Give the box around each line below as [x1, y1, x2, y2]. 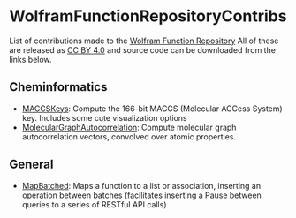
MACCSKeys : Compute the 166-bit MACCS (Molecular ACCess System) [21, 103, 283, 114]
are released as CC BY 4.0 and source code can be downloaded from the [9, 44, 277, 55]
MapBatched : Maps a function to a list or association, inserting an [21, 180, 262, 191]
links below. [9, 54, 52, 64]
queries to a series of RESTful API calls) [21, 199, 167, 209]
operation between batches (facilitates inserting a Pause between [21, 190, 262, 200]
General [9, 157, 55, 172]
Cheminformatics [9, 79, 108, 94]
